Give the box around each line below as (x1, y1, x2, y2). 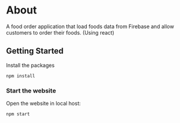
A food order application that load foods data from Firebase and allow (6, 23, 174, 30)
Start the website (6, 86, 56, 94)
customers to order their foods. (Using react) (6, 29, 114, 36)
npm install (6, 73, 35, 79)
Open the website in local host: (6, 100, 81, 107)
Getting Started (6, 46, 64, 56)
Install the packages (6, 61, 55, 69)
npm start (6, 111, 30, 117)
